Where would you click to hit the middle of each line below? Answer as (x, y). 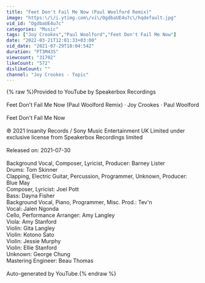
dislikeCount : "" (28, 69)
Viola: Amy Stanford (32, 222)
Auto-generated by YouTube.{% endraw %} (61, 274)
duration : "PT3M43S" (33, 52)
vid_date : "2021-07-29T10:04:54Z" (50, 46)
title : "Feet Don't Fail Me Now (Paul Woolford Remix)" (79, 12)
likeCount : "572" (28, 63)
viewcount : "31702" (31, 57)
